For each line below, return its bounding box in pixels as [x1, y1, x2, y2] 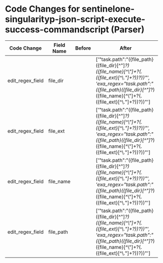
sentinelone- [81, 3, 135, 15]
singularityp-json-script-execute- [5, 14, 146, 25]
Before [75, 45, 91, 52]
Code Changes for [5, 3, 80, 15]
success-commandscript [5, 24, 109, 35]
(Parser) [111, 24, 145, 35]
